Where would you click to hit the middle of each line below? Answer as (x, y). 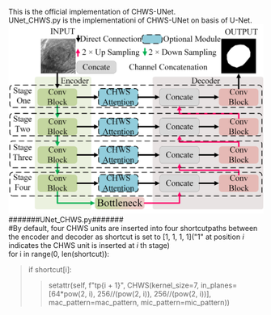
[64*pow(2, (68, 293)
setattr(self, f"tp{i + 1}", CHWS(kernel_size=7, (124, 285)
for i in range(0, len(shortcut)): (59, 254)
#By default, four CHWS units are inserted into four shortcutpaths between (133, 228)
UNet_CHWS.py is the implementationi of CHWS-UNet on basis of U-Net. (130, 20)
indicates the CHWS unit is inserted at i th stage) (89, 245)
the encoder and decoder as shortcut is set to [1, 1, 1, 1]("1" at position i (126, 237)
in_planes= (219, 285)
